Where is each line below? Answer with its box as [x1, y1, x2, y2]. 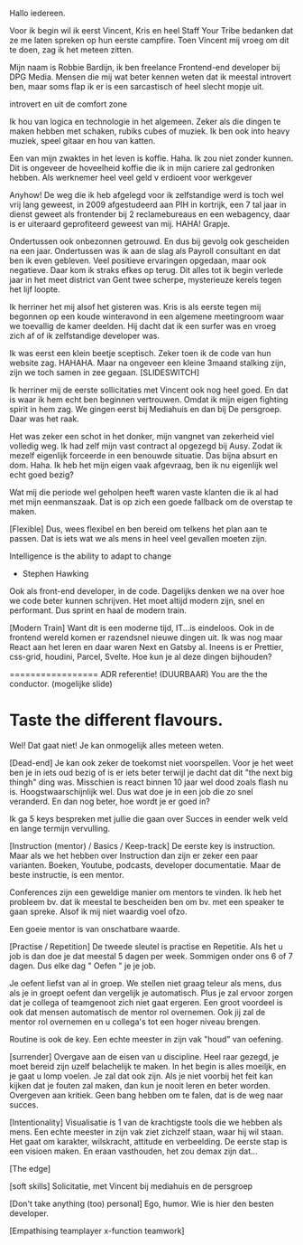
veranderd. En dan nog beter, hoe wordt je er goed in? [9, 796, 210, 806]
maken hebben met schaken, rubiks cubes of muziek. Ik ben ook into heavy [9, 126, 290, 137]
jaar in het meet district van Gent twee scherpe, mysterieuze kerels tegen [9, 275, 282, 285]
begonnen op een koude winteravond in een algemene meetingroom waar [9, 311, 285, 322]
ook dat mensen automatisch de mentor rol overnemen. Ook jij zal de [9, 1006, 266, 1017]
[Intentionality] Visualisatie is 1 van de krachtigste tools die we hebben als [9, 1117, 283, 1127]
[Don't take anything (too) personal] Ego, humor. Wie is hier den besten [9, 1198, 275, 1209]
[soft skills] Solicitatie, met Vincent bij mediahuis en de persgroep [9, 1180, 253, 1192]
